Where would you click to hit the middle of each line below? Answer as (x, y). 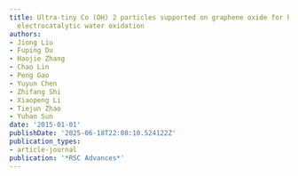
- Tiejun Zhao (35, 108)
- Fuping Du (31, 51)
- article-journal (43, 149)
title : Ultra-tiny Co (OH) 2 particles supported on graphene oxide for (146, 17)
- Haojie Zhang (37, 59)
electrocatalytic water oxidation (81, 26)
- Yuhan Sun (31, 116)
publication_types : (45, 141)
